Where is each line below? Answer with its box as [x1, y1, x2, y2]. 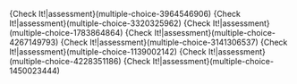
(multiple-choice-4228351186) [9, 56, 123, 66]
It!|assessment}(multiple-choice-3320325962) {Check [9, 18, 211, 29]
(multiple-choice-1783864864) [9, 28, 123, 38]
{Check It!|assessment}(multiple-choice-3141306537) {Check [60, 37, 288, 47]
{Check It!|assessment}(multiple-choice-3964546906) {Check [9, 9, 242, 19]
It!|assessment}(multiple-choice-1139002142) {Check [9, 46, 208, 57]
